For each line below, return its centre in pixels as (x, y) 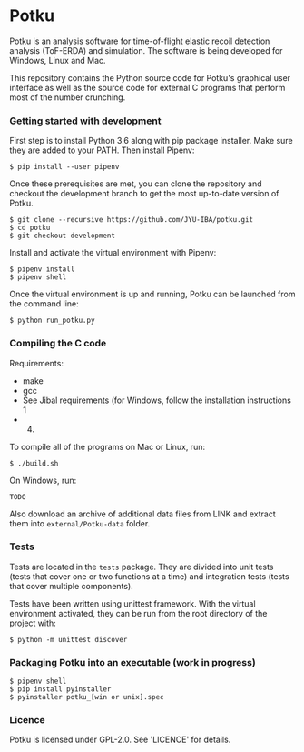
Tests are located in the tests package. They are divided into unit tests (142, 567)
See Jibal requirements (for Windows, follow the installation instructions (157, 400)
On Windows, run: (43, 480)
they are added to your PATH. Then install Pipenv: (102, 150)
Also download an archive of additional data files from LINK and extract (142, 514)
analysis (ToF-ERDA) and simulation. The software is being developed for (146, 50)
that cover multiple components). (71, 586)
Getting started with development (85, 121)
